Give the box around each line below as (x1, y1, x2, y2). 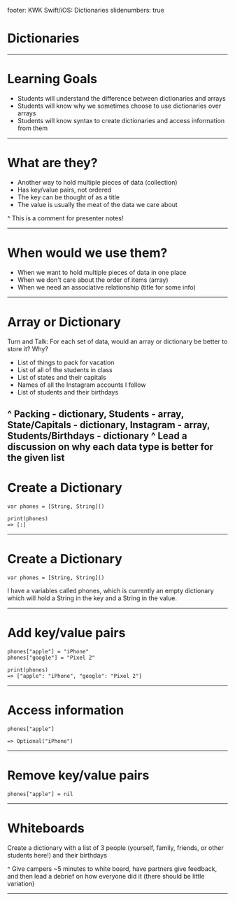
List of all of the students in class (17, 365, 113, 374)
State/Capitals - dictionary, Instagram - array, (7, 419, 211, 431)
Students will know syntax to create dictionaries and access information (17, 116, 225, 125)
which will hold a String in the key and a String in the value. (7, 594, 177, 602)
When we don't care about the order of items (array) (17, 276, 169, 284)
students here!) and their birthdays (7, 851, 107, 859)
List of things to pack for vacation (17, 358, 115, 367)
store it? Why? (7, 344, 49, 353)
